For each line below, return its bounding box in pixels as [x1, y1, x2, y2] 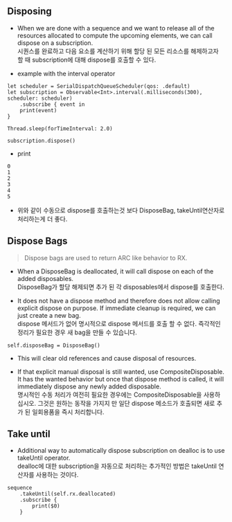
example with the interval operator [17, 69, 116, 78]
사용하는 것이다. [35, 471, 79, 479]
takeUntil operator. [17, 453, 71, 462]
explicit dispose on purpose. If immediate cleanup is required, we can [17, 304, 216, 312]
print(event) [19, 107, 57, 114]
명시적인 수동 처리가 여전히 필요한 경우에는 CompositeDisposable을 [17, 390, 202, 399]
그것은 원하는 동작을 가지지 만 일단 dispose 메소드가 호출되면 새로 [37, 399, 215, 407]
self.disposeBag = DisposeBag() [7, 342, 100, 349]
